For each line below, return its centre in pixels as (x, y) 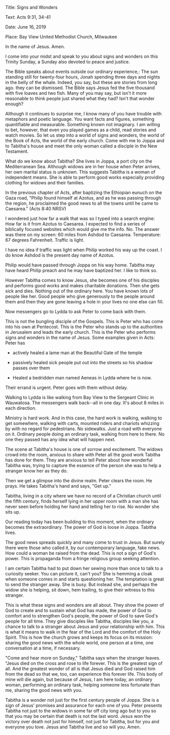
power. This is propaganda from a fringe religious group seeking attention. (83, 558)
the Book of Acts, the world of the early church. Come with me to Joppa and (85, 141)
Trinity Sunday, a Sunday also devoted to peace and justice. (68, 62)
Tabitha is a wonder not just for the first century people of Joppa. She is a (82, 700)
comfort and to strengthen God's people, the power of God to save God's (82, 616)
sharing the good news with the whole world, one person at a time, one (79, 643)
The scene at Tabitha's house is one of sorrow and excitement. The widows (84, 449)
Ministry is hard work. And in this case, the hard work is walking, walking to (84, 418)
